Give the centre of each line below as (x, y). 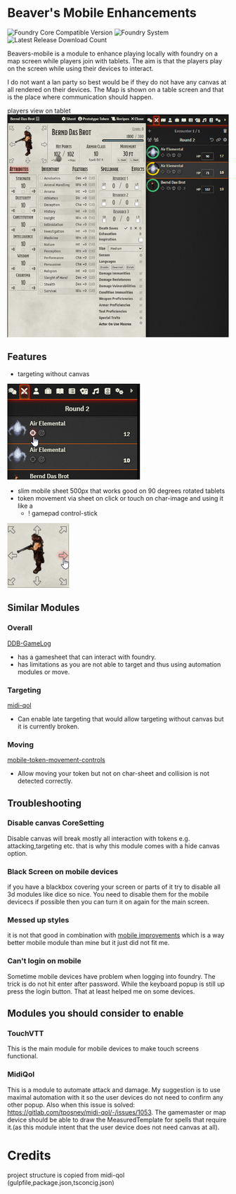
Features (27, 357)
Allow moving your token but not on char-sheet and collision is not (113, 773)
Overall (20, 628)
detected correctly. (45, 781)
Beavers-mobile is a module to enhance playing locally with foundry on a (113, 53)
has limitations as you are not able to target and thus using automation (119, 664)
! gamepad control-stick (63, 513)
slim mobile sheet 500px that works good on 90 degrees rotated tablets (121, 491)
